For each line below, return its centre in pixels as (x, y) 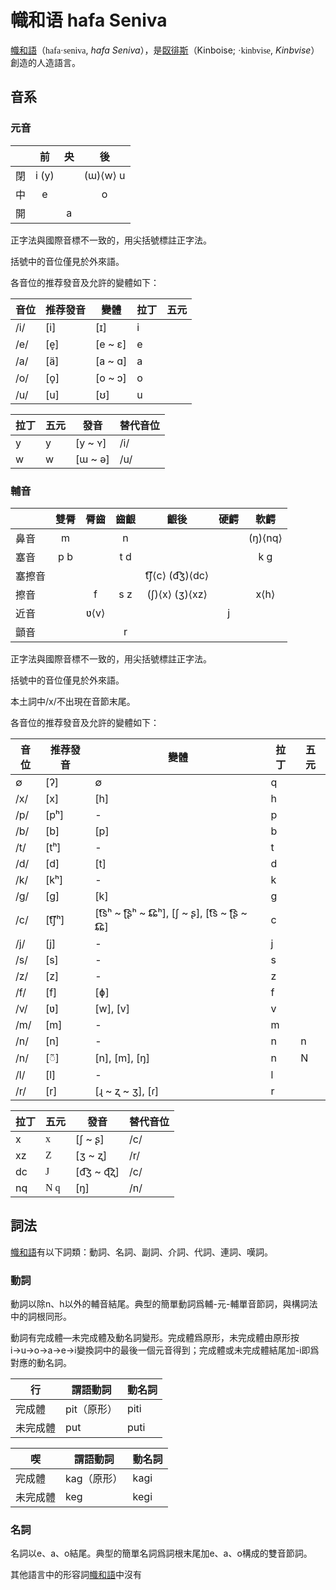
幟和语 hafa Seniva (89, 20)
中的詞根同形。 (41, 1317)
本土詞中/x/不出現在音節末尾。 (73, 701)
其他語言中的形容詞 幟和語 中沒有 (76, 1575)
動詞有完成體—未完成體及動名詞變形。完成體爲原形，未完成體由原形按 (155, 1338)
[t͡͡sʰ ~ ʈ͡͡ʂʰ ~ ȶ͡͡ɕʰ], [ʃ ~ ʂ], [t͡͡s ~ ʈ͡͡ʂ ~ (171, 913)
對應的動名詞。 (41, 1363)
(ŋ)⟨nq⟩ (265, 538)
